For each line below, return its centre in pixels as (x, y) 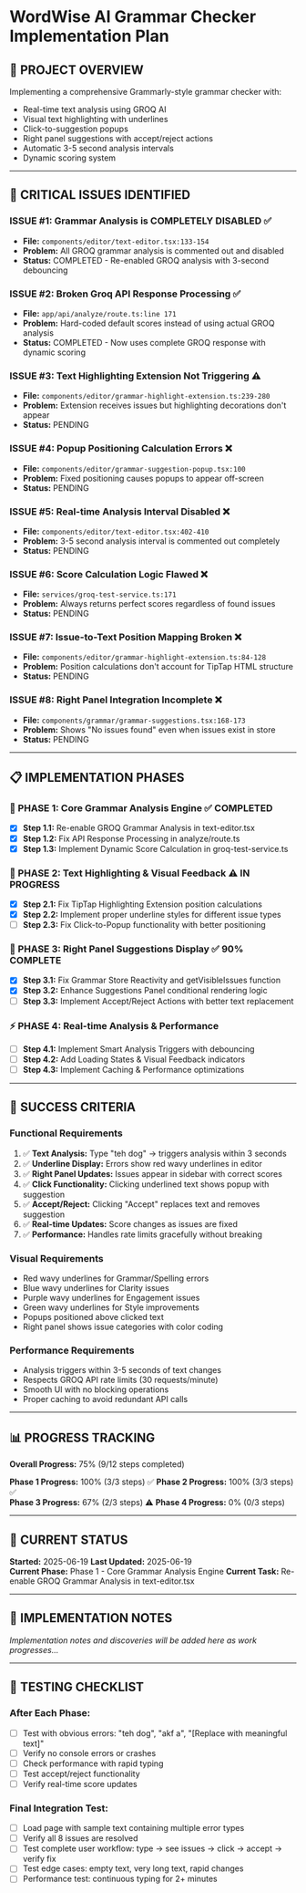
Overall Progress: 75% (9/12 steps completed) (97, 1464)
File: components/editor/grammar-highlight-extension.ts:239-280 (146, 396)
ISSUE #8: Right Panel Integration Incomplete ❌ (116, 700)
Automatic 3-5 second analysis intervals (98, 148)
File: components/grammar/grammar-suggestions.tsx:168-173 (134, 720)
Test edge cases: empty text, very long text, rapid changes (133, 1868)
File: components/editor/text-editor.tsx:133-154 (116, 241)
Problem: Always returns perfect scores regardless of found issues (149, 604)
